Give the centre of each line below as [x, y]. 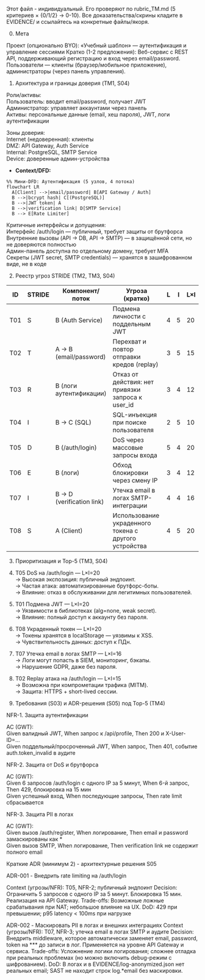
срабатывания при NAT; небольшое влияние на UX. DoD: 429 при [92, 907]
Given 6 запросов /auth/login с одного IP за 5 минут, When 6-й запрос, [98, 783]
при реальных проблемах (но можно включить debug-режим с [89, 958]
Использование [136, 515]
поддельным [132, 324]
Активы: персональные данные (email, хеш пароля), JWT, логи [88, 114]
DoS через [128, 440]
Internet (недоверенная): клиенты [50, 139]
